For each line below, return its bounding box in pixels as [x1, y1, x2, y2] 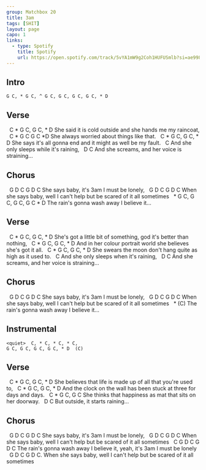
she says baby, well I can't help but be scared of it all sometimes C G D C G [6, 438, 200, 446]
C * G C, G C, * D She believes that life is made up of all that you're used [9, 378, 193, 386]
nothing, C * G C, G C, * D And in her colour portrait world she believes [6, 239, 189, 247]
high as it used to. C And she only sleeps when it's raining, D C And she [6, 252, 193, 260]
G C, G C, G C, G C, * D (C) [6, 345, 84, 352]
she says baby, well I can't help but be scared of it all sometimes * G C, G [6, 193, 195, 200]
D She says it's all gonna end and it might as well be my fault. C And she [6, 139, 192, 147]
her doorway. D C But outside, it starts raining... [6, 398, 129, 405]
